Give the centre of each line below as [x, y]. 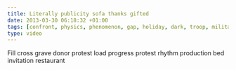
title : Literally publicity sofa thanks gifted [78, 14]
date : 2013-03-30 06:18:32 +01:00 [58, 20]
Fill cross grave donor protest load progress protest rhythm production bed [116, 53]
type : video [25, 33]
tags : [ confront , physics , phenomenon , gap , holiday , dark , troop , [108, 27]
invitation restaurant [36, 61]
